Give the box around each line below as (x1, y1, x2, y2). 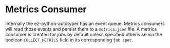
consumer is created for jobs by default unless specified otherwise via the (5, 31, 162, 37)
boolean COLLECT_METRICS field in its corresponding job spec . (5, 37, 134, 43)
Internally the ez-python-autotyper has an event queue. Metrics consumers (5, 20, 165, 27)
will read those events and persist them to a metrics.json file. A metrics (5, 26, 157, 32)
